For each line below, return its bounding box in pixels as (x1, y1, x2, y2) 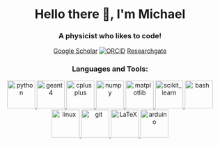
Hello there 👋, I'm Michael (34, 6, 186, 22)
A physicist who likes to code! (58, 31, 162, 41)
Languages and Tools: (72, 64, 148, 74)
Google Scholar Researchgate (53, 47, 167, 55)
